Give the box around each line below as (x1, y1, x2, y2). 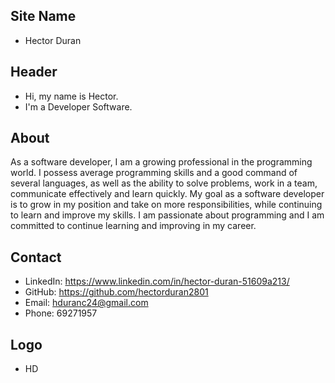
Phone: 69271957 (24, 307, 98, 319)
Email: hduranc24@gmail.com (24, 297, 149, 309)
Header (10, 64, 58, 81)
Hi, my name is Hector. (24, 90, 119, 102)
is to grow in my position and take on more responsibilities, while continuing (10, 199, 323, 211)
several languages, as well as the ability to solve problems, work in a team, (10, 177, 318, 189)
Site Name (10, 8, 77, 25)
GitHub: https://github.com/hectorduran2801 (24, 286, 209, 298)
